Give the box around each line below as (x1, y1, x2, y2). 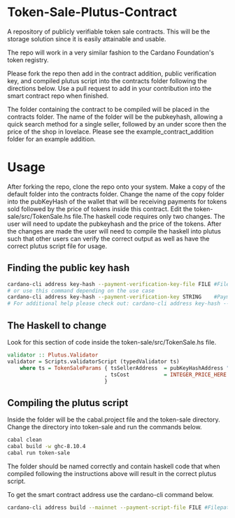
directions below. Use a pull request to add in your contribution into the (7, 84, 212, 92)
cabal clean (7, 436, 42, 444)
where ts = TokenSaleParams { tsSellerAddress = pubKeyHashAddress (20, 364, 224, 371)
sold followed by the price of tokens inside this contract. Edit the (7, 204, 193, 213)
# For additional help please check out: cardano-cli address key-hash (7, 300, 220, 308)
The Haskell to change (7, 319, 107, 331)
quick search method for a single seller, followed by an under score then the (7, 120, 227, 128)
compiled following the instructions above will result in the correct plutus (7, 469, 217, 477)
